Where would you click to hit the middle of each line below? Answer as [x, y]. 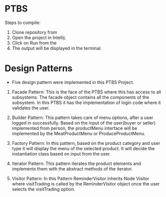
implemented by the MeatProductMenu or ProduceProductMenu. [79, 133]
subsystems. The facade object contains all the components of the [81, 97]
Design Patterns [39, 68]
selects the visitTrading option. [43, 189]
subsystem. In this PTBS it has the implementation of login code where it [86, 102]
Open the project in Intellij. [39, 37]
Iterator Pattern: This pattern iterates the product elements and [77, 163]
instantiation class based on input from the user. [61, 153]
